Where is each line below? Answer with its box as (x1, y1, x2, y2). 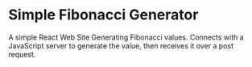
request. (8, 49, 36, 59)
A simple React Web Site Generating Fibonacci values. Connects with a (8, 32, 244, 42)
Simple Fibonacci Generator (8, 6, 199, 24)
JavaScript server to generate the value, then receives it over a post (8, 40, 234, 50)
